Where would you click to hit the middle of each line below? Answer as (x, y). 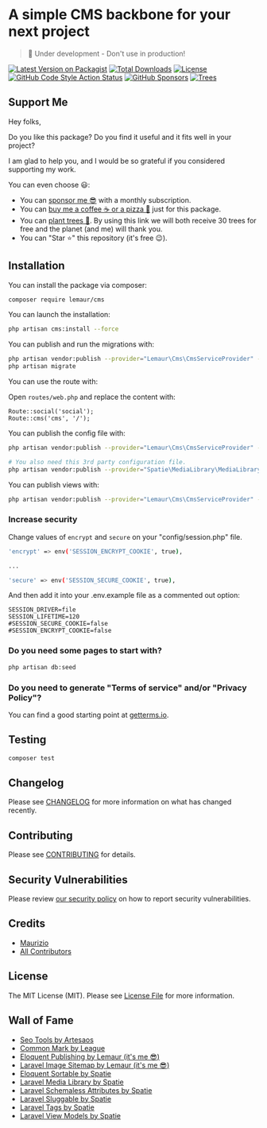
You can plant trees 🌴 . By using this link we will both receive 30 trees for (138, 220)
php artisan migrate (43, 366)
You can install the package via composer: (77, 285)
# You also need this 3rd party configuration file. (97, 462)
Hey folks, (25, 122)
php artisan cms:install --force (64, 329)
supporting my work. (43, 169)
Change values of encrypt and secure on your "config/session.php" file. (125, 537)
